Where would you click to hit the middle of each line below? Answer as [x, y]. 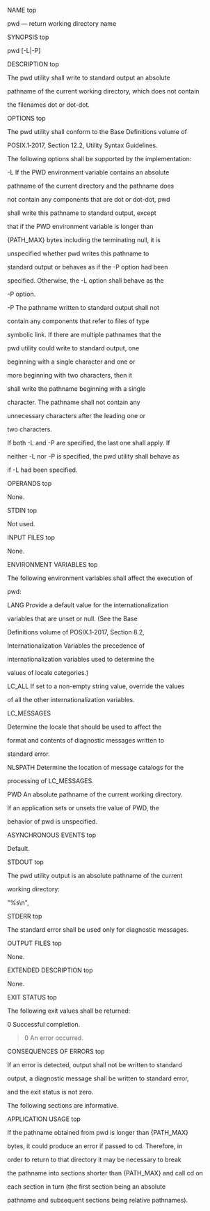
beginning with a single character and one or [71, 362]
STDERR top [25, 916]
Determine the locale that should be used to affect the [84, 727]
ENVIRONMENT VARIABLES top [52, 564]
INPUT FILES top [31, 537]
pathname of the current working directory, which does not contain [103, 91]
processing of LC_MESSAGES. [50, 781]
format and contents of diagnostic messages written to [86, 740]
